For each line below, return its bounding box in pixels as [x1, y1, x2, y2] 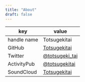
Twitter [7, 52, 24, 59]
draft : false [5, 12, 32, 17]
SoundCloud [7, 68, 37, 75]
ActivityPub [7, 60, 35, 67]
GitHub [7, 44, 24, 51]
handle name [7, 36, 38, 43]
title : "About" [5, 7, 37, 12]
